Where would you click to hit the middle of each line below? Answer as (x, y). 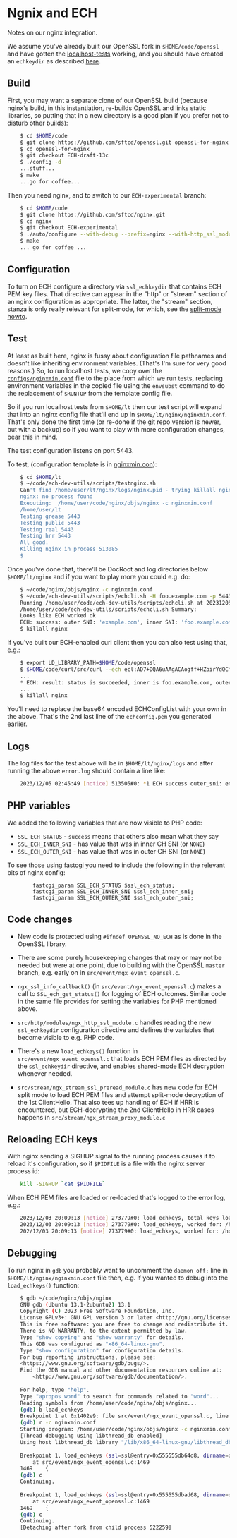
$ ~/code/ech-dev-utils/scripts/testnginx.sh (88, 484)
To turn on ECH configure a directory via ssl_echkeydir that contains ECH (115, 286)
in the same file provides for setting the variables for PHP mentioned (117, 1001)
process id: (24, 1171)
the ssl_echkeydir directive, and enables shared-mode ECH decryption (121, 1066)
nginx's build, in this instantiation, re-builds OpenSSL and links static (107, 108)
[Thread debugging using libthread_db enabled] (91, 1436)
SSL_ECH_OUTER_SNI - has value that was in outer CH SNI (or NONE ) (111, 851)
